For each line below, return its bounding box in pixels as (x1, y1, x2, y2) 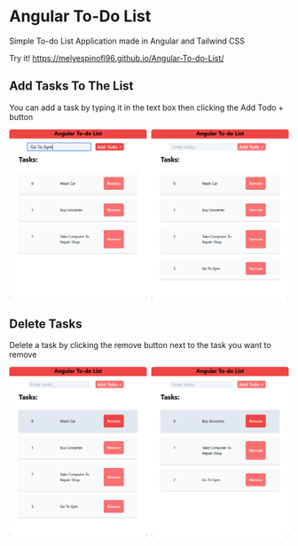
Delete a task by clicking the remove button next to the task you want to (9, 340, 272, 351)
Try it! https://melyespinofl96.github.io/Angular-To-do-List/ (9, 52, 224, 63)
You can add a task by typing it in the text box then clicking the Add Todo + (9, 102, 284, 113)
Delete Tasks (9, 316, 82, 331)
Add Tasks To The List (9, 78, 134, 94)
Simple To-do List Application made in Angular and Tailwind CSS (9, 36, 246, 46)
